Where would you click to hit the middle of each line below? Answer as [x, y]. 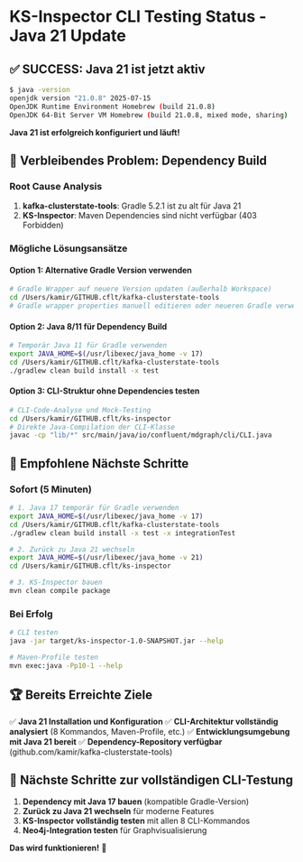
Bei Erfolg [31, 614]
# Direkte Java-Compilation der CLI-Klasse [92, 427]
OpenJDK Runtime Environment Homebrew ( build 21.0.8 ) [113, 107]
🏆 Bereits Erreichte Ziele [81, 695]
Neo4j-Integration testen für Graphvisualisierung [115, 830]
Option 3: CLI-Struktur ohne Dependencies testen [105, 391]
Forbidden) [43, 225]
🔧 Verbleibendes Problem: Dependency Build [138, 160]
